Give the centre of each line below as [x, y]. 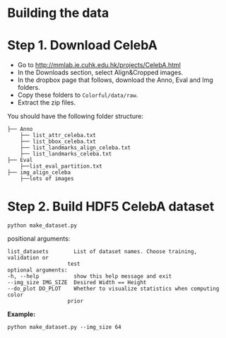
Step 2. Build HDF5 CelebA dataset [111, 207]
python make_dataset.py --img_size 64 [64, 327]
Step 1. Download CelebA [82, 46]
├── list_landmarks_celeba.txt [66, 154]
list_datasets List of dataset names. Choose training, [102, 252]
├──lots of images [47, 179]
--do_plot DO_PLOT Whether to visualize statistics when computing [113, 289]
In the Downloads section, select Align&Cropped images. [100, 73]
